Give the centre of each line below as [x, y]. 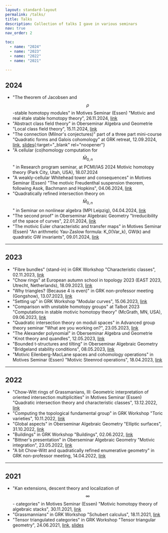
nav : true [15, 28]
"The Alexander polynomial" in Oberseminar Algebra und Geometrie [82, 333]
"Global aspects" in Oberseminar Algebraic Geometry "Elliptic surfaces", [87, 424]
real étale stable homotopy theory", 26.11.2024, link [65, 118]
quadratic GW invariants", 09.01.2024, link [55, 237]
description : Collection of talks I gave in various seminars [71, 24]
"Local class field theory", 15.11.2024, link [55, 129]
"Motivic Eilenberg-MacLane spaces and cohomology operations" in [83, 354]
